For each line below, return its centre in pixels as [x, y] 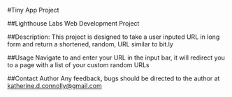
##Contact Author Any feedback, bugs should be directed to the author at [114, 78]
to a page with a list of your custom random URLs [78, 65]
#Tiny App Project [33, 10]
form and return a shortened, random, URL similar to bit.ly [90, 44]
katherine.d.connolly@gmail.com [55, 86]
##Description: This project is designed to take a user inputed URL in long [114, 37]
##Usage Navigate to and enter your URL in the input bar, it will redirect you [116, 58]
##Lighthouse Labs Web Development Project [73, 23]
